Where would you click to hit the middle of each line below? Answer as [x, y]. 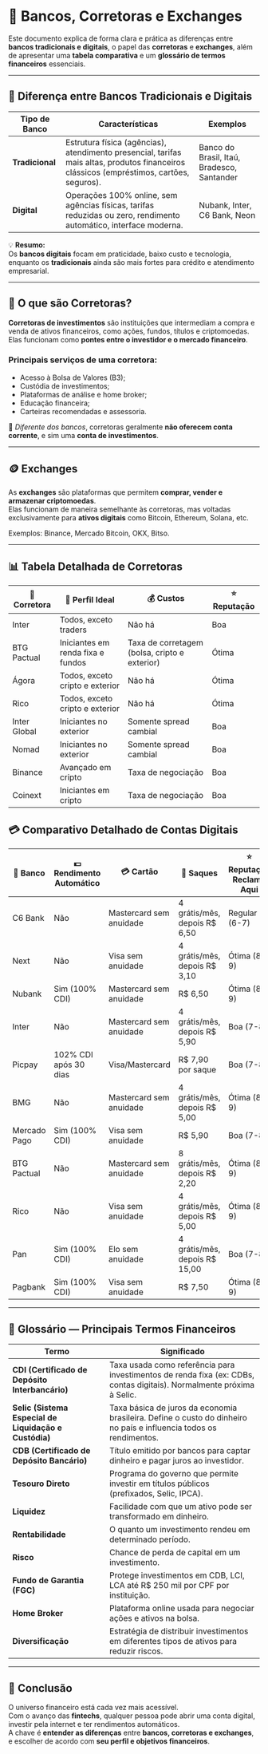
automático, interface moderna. [124, 225]
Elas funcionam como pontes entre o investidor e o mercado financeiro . [128, 339]
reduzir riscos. [136, 1651]
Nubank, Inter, [226, 205]
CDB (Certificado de [51, 1451]
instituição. [130, 1595]
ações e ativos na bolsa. [154, 1618]
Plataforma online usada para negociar [181, 1609]
